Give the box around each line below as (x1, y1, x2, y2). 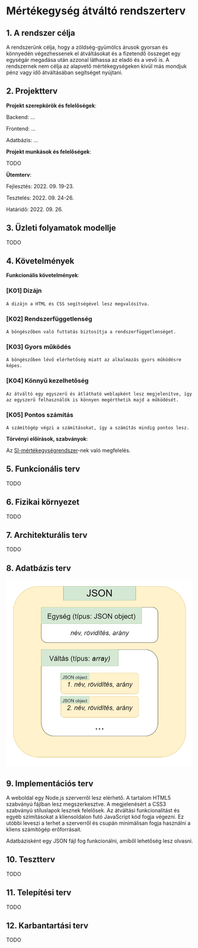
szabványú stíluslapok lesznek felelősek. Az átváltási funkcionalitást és (6, 806, 180, 814)
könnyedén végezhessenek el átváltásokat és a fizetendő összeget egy (6, 50, 181, 57)
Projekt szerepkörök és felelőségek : (6, 102, 97, 109)
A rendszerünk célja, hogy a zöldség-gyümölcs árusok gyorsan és (6, 43, 168, 51)
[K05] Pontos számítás (6, 411, 74, 419)
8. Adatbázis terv (6, 563, 71, 573)
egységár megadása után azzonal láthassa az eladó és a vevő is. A (6, 57, 170, 63)
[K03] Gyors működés (6, 342, 71, 351)
